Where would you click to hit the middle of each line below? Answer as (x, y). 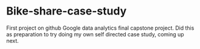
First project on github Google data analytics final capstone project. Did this (100, 28)
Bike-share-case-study (66, 11)
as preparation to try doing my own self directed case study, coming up (95, 34)
